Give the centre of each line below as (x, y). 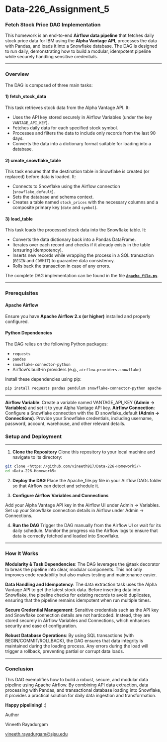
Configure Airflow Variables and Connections (60, 495)
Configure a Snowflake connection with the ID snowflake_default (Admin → (82, 413)
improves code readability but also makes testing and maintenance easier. (81, 575)
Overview (17, 74)
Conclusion (19, 669)
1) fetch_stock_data (26, 97)
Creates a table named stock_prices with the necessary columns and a (85, 202)
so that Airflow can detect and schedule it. (56, 486)
